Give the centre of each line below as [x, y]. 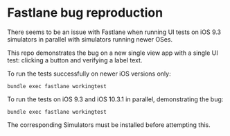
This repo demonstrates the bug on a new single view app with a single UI [113, 53]
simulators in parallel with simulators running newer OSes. [90, 39]
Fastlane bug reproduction [85, 13]
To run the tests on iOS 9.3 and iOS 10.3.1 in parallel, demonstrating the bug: [115, 99]
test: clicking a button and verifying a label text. [75, 60]
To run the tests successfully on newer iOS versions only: [89, 74]
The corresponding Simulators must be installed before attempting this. [109, 125]
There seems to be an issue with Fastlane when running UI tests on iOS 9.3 [114, 32]
